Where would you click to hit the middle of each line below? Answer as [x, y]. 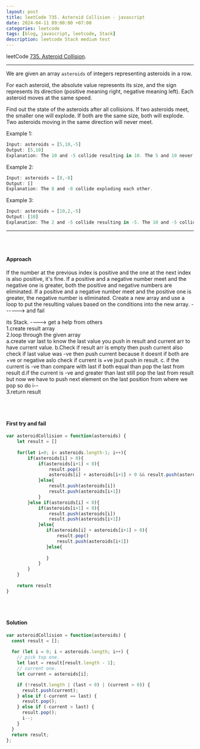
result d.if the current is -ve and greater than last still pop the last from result [100, 373]
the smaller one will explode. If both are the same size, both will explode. [95, 116]
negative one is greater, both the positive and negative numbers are [89, 285]
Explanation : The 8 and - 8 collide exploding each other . [79, 189]
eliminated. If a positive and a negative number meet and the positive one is [99, 292]
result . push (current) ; [50, 690]
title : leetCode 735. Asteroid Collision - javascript [76, 17]
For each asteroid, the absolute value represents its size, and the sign [91, 85]
